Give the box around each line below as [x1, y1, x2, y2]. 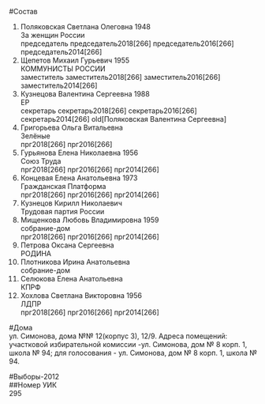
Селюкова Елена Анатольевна [20, 274, 123, 283]
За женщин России [20, 31, 85, 40]
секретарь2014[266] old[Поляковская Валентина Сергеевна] [20, 115, 227, 123]
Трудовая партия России [20, 207, 105, 216]
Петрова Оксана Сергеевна [20, 240, 114, 250]
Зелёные [20, 131, 50, 141]
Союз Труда [20, 157, 62, 165]
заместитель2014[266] [20, 81, 98, 90]
